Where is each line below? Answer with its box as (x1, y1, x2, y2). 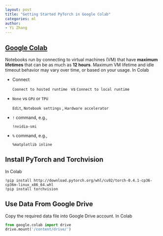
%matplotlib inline (12, 142, 53, 147)
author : (5, 21, 21, 26)
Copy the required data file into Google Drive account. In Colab (5, 213, 133, 219)
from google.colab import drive (5, 222, 71, 227)
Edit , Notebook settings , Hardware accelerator (12, 105, 109, 111)
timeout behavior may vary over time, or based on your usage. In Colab (5, 67, 149, 73)
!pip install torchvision (5, 186, 58, 191)
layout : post (5, 7, 32, 12)
